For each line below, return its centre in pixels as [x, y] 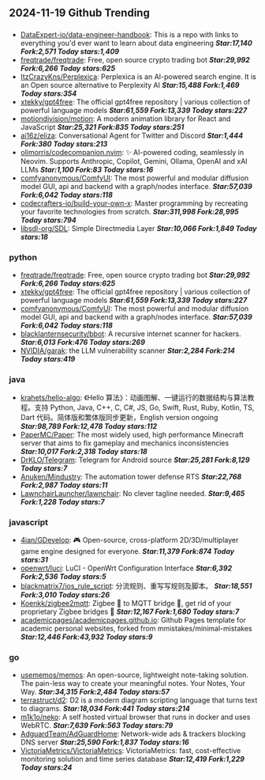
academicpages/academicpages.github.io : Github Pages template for [133, 620]
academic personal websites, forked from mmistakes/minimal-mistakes [136, 629]
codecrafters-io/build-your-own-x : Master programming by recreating [134, 203]
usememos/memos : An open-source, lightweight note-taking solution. [134, 675]
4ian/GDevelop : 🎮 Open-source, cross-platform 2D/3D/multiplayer [129, 540]
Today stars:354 [49, 93]
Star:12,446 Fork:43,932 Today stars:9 [86, 637]
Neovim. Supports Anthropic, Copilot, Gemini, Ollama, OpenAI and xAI [134, 161]
